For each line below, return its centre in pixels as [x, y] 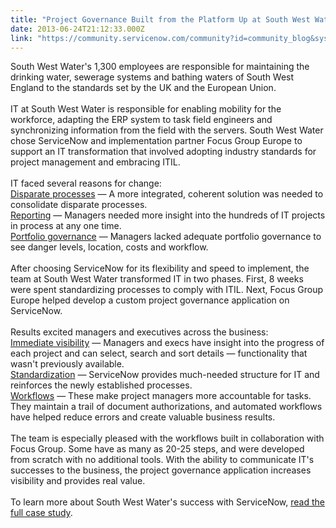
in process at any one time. [66, 226]
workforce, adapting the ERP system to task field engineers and [141, 120]
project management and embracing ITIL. [95, 162]
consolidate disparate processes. [79, 205]
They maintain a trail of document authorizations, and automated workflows [166, 407]
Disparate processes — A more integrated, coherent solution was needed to [167, 194]
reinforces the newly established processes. [101, 385]
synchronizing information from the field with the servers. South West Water [167, 130]
